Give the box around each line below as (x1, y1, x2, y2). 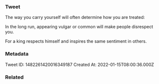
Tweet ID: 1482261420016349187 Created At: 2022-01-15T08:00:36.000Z (5, 62, 155, 67)
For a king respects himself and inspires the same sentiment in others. (5, 38, 147, 44)
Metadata (5, 50, 28, 57)
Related (5, 74, 24, 81)
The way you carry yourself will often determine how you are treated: (5, 15, 145, 20)
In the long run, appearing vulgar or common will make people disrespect (5, 24, 153, 30)
